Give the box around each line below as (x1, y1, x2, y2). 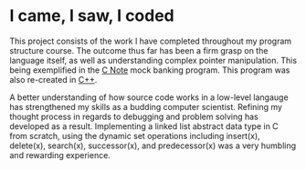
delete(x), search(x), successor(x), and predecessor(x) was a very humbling (9, 140, 297, 151)
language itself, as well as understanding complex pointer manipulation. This (9, 55, 298, 65)
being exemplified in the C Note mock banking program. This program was (9, 65, 290, 75)
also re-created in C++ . (9, 74, 98, 85)
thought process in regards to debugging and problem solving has (9, 111, 259, 122)
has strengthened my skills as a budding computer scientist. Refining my (9, 101, 283, 112)
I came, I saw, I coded (9, 5, 175, 26)
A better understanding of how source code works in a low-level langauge (9, 92, 290, 103)
